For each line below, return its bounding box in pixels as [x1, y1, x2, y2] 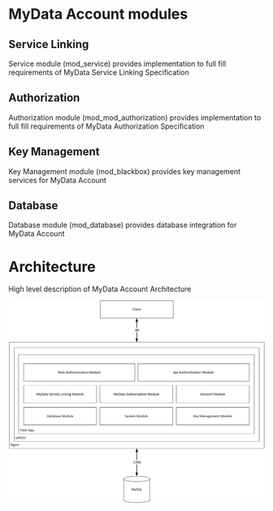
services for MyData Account [8, 175, 107, 185]
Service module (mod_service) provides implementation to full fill [8, 59, 226, 68]
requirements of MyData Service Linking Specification [8, 68, 189, 77]
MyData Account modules [8, 5, 188, 24]
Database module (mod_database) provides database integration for [8, 221, 237, 230]
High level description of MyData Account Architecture [8, 284, 192, 294]
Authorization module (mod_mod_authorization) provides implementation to [8, 112, 262, 122]
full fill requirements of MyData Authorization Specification [8, 121, 205, 131]
